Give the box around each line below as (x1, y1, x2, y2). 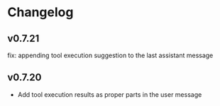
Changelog (7, 4, 74, 20)
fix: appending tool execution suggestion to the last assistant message (7, 51, 214, 59)
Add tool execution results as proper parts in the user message (17, 90, 202, 99)
